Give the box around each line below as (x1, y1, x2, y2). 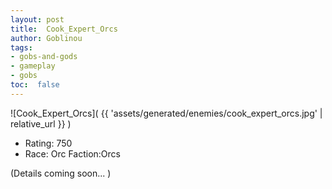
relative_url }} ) (10, 117, 72, 130)
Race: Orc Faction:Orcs (24, 147, 121, 160)
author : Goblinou (10, 33, 83, 43)
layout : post (10, 14, 65, 25)
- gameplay (10, 61, 56, 71)
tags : (10, 42, 33, 53)
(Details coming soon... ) (10, 167, 112, 179)
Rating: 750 (24, 137, 73, 149)
